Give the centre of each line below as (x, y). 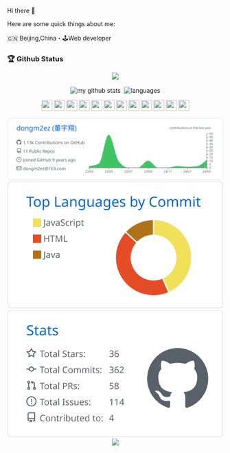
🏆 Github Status (35, 58)
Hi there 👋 (21, 11)
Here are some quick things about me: (61, 24)
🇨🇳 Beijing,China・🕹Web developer (59, 38)
